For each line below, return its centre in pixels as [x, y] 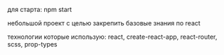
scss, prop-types [32, 44]
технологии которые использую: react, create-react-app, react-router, [112, 37]
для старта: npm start [40, 10]
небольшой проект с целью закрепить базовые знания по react [104, 23]
